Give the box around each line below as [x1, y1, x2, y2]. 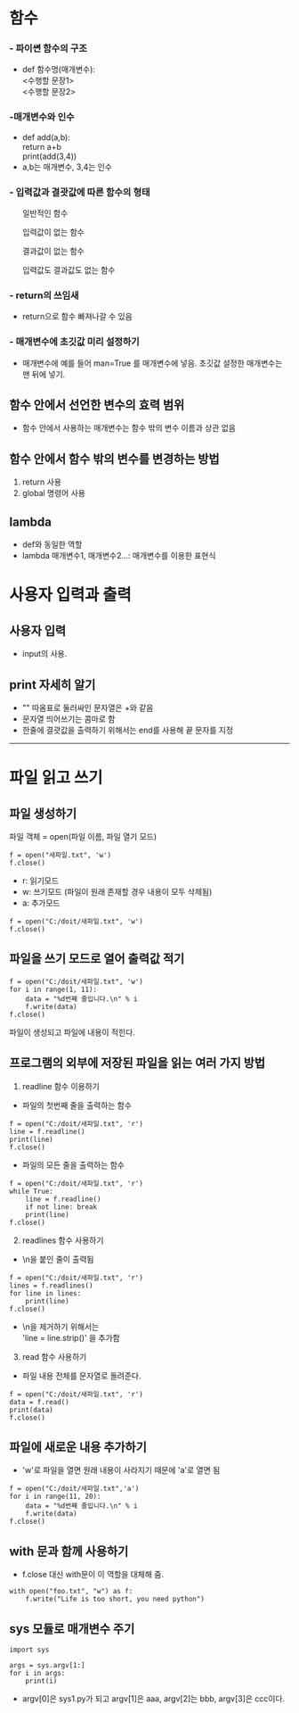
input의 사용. [21, 649, 68, 659]
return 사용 [21, 476, 62, 487]
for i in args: [9, 1668, 66, 1677]
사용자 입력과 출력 [9, 585, 132, 605]
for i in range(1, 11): [9, 985, 98, 994]
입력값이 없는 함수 [21, 227, 85, 237]
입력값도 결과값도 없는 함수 [21, 265, 116, 276]
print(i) [25, 1676, 58, 1685]
